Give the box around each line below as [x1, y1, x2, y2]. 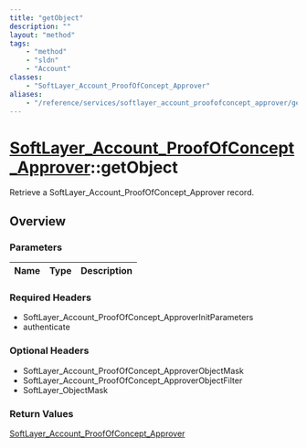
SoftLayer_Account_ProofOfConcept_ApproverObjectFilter [22, 375, 243, 386]
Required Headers [9, 291, 91, 304]
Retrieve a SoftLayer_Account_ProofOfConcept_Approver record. [9, 187, 254, 198]
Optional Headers [9, 344, 90, 357]
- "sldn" [26, 56, 59, 65]
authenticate [22, 321, 70, 333]
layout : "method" [9, 30, 76, 39]
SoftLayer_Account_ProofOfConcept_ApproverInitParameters [22, 312, 254, 323]
